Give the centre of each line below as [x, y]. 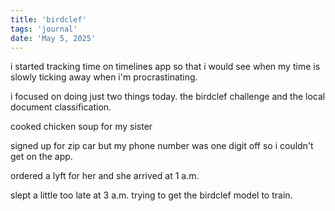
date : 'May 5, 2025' [53, 38]
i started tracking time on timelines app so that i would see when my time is [165, 67]
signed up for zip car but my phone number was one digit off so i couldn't [162, 146]
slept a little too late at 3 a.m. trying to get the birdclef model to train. [151, 195]
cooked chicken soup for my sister [81, 127]
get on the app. [41, 157]
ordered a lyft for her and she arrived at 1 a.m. [105, 176]
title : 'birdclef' [48, 19]
